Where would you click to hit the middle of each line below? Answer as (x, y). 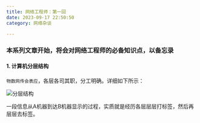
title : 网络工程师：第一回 (36, 12)
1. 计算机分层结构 (28, 66)
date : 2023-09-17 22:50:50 (40, 17)
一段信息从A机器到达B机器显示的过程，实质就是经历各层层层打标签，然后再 (100, 106)
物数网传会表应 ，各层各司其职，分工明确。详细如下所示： (75, 80)
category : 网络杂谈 (29, 23)
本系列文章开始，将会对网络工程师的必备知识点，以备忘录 (90, 51)
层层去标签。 (22, 114)
